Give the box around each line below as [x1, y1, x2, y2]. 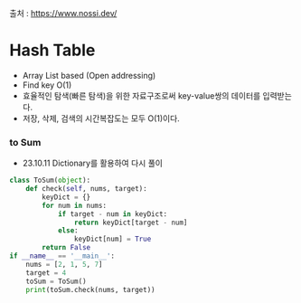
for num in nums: [42, 201, 107, 210]
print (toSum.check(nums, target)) [25, 285, 155, 294]
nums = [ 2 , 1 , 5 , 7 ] [25, 260, 103, 269]
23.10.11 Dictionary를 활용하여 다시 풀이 [22, 157, 163, 169]
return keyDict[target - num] [73, 218, 188, 227]
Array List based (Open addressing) [22, 70, 156, 80]
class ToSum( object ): [9, 175, 91, 185]
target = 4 [25, 268, 67, 278]
